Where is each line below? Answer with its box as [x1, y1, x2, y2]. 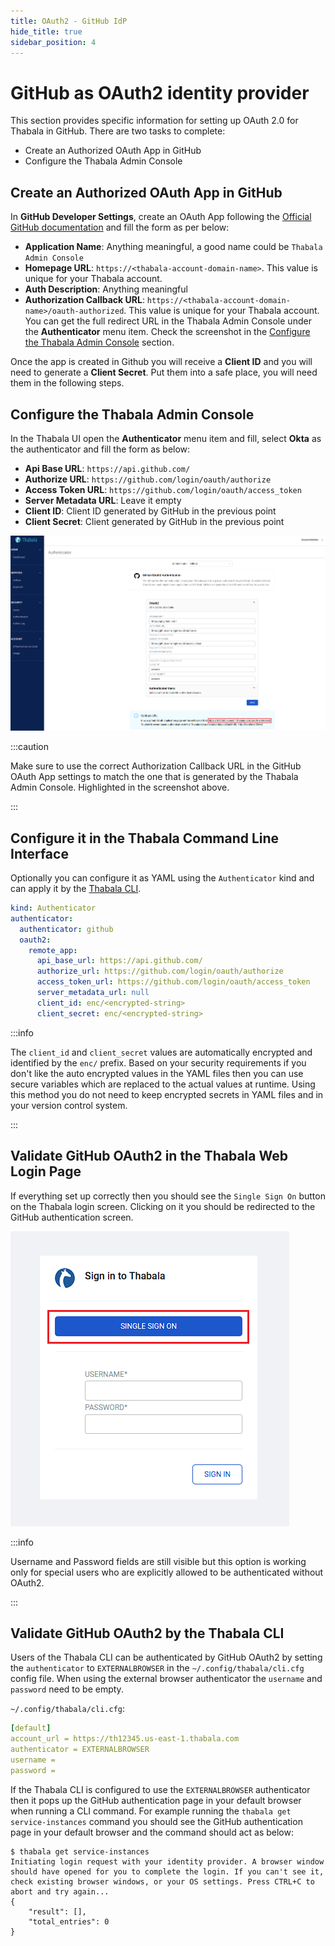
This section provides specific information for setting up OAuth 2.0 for [10, 115, 299, 127]
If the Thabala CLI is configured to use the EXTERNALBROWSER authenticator [10, 1783, 311, 1795]
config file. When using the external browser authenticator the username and [10, 1673, 323, 1685]
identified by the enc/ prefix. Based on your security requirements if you [10, 1056, 307, 1069]
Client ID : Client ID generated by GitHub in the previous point [24, 505, 277, 517]
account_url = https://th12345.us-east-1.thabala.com [10, 1734, 240, 1744]
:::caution [10, 741, 50, 753]
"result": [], [28, 1906, 87, 1917]
